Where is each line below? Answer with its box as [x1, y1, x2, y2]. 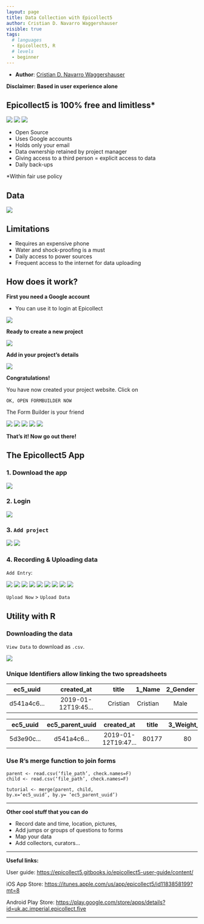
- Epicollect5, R [12, 43, 56, 49]
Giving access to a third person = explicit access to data [15, 154, 156, 162]
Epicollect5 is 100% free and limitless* [6, 100, 156, 111]
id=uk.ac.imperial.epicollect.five [6, 905, 86, 912]
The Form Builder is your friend [6, 408, 84, 416]
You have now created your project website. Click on [6, 386, 138, 393]
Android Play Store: [6, 898, 55, 906]
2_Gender [166, 685, 195, 694]
